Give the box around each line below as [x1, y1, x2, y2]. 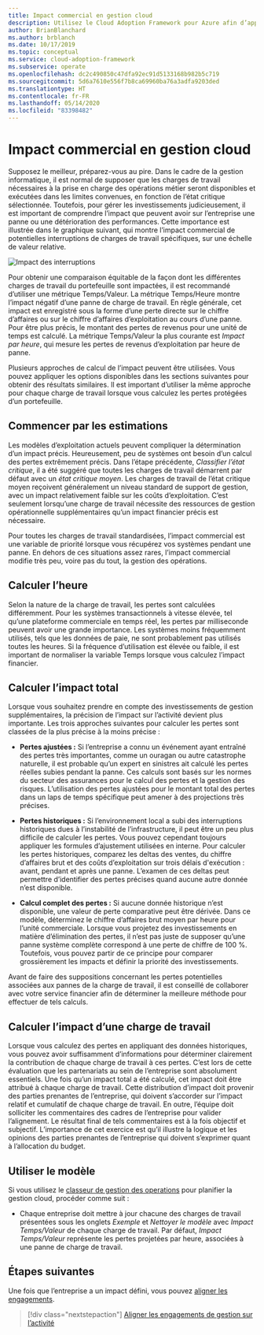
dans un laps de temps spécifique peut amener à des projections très [19, 792, 244, 802]
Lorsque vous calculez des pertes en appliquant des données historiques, [8, 1041, 247, 1051]
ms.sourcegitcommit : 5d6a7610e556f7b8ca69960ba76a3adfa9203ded [8, 77, 220, 85]
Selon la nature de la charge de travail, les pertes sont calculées [8, 599, 216, 609]
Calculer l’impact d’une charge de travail [8, 1020, 211, 1033]
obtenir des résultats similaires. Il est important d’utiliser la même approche [8, 380, 251, 389]
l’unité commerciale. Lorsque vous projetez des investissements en [19, 923, 237, 933]
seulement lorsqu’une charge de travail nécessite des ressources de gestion [8, 499, 255, 508]
